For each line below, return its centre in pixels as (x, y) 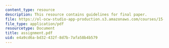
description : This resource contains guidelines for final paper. (76, 14)
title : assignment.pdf (29, 33)
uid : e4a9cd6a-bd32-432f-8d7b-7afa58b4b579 (52, 38)
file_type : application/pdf (35, 24)
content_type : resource (30, 10)
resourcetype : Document (30, 28)
